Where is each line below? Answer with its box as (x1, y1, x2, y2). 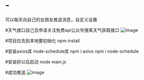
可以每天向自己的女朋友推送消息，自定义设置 (5, 16, 97, 22)
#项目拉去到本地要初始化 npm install (5, 37, 80, 44)
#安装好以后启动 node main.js (5, 59, 66, 65)
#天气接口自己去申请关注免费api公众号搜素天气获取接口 (5, 27, 119, 33)
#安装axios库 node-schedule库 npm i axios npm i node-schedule (5, 48, 139, 54)
